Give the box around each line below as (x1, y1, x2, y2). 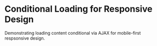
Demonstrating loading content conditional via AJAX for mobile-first (4, 30, 141, 36)
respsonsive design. (4, 35, 45, 41)
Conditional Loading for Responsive (4, 3, 153, 15)
